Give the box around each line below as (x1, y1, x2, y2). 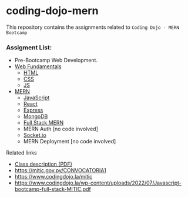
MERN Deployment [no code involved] (23, 138, 116, 145)
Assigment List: (6, 43, 52, 51)
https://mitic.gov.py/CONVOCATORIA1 (14, 167, 107, 174)
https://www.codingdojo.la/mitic (14, 173, 93, 180)
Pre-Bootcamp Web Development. (14, 57, 98, 64)
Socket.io (23, 132, 46, 139)
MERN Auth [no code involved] (23, 125, 98, 133)
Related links (6, 149, 37, 156)
